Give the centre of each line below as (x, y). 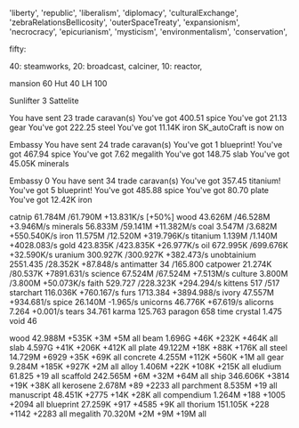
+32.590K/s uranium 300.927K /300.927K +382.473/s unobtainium (133, 254)
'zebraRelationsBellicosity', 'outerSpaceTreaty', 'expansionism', (125, 22)
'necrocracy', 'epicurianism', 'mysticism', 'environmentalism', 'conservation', (148, 32)
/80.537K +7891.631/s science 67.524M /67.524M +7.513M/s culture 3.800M (149, 274)
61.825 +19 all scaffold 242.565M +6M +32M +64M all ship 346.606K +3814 (149, 376)
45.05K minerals (39, 163)
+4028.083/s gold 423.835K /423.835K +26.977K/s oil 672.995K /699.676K (149, 245)
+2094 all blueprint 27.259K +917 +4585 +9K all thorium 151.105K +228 (139, 404)
